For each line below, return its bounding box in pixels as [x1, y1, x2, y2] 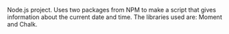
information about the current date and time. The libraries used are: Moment [7, 13, 223, 21]
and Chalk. [7, 20, 38, 28]
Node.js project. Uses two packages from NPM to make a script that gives [7, 6, 217, 14]
